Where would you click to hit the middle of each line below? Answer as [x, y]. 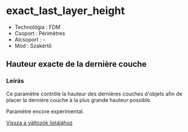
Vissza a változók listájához [39, 123]
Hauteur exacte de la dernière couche [76, 64]
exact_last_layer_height [66, 11]
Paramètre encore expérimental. [45, 111]
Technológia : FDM [37, 27]
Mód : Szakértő [33, 46]
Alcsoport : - [30, 39]
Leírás [15, 81]
